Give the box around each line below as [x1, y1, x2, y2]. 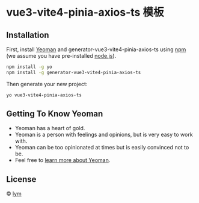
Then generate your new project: [6, 80, 88, 87]
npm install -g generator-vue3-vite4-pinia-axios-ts [6, 69, 141, 75]
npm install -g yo [6, 64, 52, 70]
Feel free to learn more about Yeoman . [14, 157, 111, 164]
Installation [6, 30, 49, 40]
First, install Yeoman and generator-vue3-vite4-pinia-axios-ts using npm [6, 46, 186, 53]
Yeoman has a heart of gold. [14, 125, 85, 132]
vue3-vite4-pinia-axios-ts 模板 [6, 5, 164, 19]
